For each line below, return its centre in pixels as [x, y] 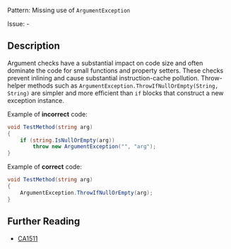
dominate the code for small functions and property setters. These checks [115, 71]
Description [34, 46]
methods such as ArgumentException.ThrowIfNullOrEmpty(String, [123, 85]
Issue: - [18, 24]
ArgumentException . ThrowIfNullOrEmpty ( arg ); [87, 193]
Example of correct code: [45, 167]
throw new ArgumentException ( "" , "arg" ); [95, 147]
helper [17, 85]
